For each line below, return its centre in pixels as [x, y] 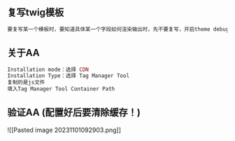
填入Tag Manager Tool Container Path [61, 89]
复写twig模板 [36, 13]
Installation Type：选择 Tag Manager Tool [69, 76]
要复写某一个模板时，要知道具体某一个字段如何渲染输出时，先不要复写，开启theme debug [118, 29]
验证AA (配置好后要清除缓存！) [74, 113]
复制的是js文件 [26, 83]
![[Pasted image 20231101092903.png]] [64, 130]
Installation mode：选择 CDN [48, 69]
